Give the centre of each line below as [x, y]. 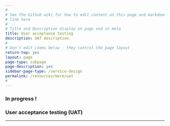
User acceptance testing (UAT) [44, 112]
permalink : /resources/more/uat [39, 76]
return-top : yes [22, 52]
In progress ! [21, 99]
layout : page [19, 57]
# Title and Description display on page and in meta [63, 29]
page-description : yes [29, 67]
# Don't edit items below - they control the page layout [68, 48]
